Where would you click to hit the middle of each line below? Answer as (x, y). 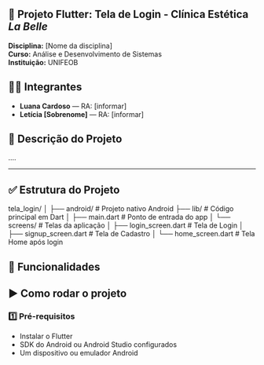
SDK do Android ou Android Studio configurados (98, 345)
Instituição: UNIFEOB (43, 62)
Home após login (36, 242)
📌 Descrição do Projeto (65, 139)
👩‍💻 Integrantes (45, 87)
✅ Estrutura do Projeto (64, 190)
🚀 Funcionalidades (54, 266)
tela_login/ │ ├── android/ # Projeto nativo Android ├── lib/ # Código (121, 209)
